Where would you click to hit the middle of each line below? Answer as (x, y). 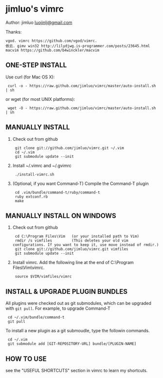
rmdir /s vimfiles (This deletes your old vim (72, 241)
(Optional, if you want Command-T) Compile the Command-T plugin (81, 183)
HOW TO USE (26, 359)
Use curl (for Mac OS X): (30, 77)
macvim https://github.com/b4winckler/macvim (52, 50)
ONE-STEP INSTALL (36, 65)
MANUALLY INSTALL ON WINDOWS (61, 216)
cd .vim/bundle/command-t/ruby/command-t (57, 192)
